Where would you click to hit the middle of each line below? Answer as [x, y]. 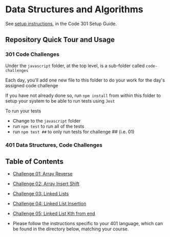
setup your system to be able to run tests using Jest [60, 101]
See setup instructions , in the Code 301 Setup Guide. [61, 24]
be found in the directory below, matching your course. [71, 229]
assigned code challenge [32, 85]
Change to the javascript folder [47, 121]
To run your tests [23, 111]
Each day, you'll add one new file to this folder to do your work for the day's [85, 80]
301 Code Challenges [33, 54]
